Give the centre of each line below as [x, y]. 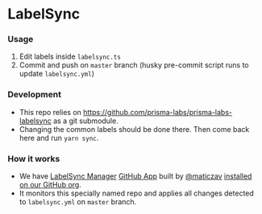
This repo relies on [50, 112]
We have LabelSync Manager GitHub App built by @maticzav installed [135, 176]
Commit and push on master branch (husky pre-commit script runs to [134, 65]
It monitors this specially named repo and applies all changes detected [137, 193]
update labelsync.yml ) [56, 74]
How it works [34, 158]
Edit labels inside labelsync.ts [70, 56]
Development [35, 95]
